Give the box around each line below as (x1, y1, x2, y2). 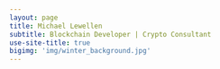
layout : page (9, 13, 59, 22)
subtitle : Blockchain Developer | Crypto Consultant (9, 30, 212, 39)
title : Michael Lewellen (9, 22, 103, 30)
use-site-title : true (9, 38, 91, 47)
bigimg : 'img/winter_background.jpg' (9, 47, 151, 56)
